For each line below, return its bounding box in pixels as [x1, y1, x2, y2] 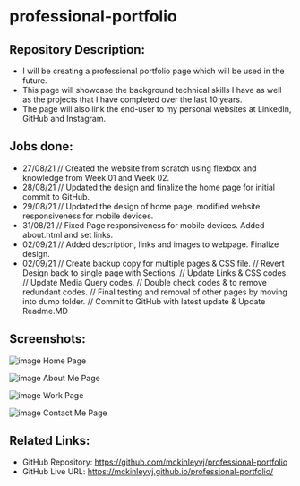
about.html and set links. [21, 229, 114, 240]
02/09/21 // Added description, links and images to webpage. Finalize [21, 239, 279, 250]
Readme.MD [21, 305, 69, 316]
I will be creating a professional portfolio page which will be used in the [21, 65, 285, 76]
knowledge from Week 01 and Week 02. [21, 172, 170, 183]
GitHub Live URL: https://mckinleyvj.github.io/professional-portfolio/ [21, 466, 274, 477]
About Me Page [43, 372, 100, 383]
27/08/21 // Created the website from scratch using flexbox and [21, 163, 257, 174]
